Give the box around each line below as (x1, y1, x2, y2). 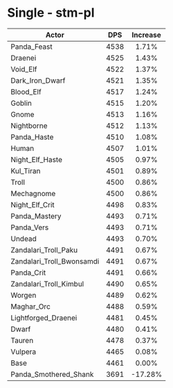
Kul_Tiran (10, 165, 41, 175)
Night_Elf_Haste (10, 154, 63, 164)
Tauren (10, 335, 34, 345)
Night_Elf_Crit (10, 200, 55, 209)
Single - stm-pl (7, 5, 95, 21)
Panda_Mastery (10, 211, 62, 220)
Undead (10, 234, 37, 243)
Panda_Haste (10, 132, 54, 142)
